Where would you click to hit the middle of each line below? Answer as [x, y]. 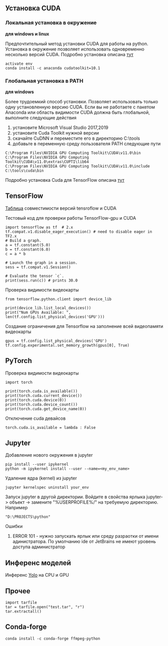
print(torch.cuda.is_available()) [42, 391]
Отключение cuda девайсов [36, 418]
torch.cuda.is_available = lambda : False [50, 427]
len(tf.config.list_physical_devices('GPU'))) [55, 317]
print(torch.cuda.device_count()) [42, 405]
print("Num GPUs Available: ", [38, 312]
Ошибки [14, 527]
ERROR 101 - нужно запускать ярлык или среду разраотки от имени [86, 536]
